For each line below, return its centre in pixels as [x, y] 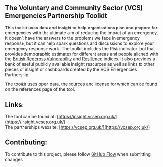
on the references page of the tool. [40, 89]
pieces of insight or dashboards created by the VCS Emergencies [71, 69]
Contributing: [26, 143]
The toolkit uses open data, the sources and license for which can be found [81, 84]
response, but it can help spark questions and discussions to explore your [80, 43]
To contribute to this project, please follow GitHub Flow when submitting [78, 154]
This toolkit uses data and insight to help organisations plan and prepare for [81, 28]
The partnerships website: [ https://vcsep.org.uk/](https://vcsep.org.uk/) [78, 127]
